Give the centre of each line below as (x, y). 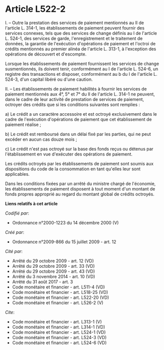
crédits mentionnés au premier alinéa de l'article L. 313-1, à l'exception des (81, 49)
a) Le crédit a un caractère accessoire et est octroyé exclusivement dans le (81, 114)
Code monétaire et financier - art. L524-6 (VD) (59, 343)
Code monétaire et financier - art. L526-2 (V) (58, 302)
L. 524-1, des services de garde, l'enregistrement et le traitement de (74, 38)
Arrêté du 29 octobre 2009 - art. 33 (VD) (53, 266)
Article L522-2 (35, 9)
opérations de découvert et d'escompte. (46, 54)
